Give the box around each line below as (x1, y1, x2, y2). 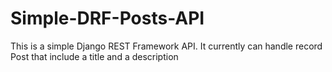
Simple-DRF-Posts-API (10, 7, 205, 30)
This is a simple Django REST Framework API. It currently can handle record (10, 40, 323, 52)
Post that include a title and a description (10, 50, 179, 62)
